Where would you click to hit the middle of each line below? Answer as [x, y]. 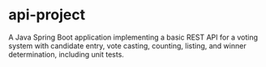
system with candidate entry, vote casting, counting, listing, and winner [127, 45]
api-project [47, 15]
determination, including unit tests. [66, 54]
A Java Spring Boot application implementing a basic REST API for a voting [133, 37]
